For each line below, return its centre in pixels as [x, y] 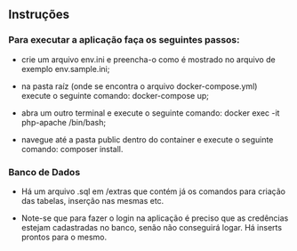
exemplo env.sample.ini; [65, 69]
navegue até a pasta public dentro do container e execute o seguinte [147, 139]
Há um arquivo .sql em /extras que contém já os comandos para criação [153, 191]
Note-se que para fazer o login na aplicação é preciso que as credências [155, 218]
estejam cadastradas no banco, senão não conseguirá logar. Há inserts [151, 227]
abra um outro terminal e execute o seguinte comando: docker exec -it [150, 113]
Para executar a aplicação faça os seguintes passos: [124, 40]
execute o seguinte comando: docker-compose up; [115, 95]
